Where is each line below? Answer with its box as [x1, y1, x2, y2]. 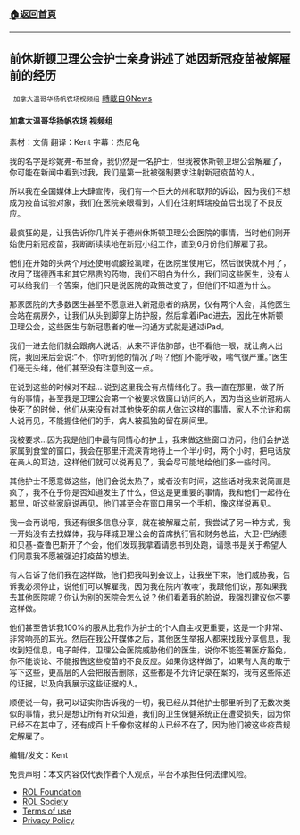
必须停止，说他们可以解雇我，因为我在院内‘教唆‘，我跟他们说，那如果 [24, 581, 279, 592]
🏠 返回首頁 [9, 7, 57, 20]
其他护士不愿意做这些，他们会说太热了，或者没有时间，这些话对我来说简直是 [9, 476, 291, 487]
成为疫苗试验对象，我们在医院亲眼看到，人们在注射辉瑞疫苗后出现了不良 [9, 197, 275, 208]
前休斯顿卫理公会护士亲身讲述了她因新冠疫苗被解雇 [9, 51, 291, 66]
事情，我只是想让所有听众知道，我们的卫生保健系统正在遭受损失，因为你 [24, 709, 291, 720]
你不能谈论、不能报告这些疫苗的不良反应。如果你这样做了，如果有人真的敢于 [9, 656, 291, 667]
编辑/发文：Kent [9, 750, 69, 761]
